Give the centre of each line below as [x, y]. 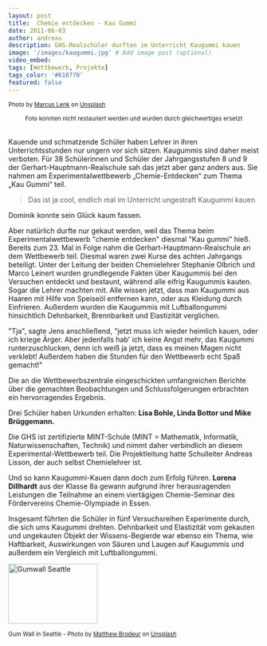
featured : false [35, 82]
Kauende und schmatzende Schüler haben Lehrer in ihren [103, 141]
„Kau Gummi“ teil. [37, 184]
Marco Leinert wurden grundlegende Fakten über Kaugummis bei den [123, 273]
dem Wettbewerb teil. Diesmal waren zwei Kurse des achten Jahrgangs [126, 256]
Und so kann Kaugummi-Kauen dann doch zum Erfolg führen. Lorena [122, 478]
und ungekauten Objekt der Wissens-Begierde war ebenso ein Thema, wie [131, 535]
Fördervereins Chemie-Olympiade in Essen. [80, 503]
